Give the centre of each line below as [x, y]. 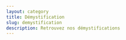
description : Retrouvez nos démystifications [63, 28]
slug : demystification [34, 22]
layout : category [28, 11]
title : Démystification [35, 17]
